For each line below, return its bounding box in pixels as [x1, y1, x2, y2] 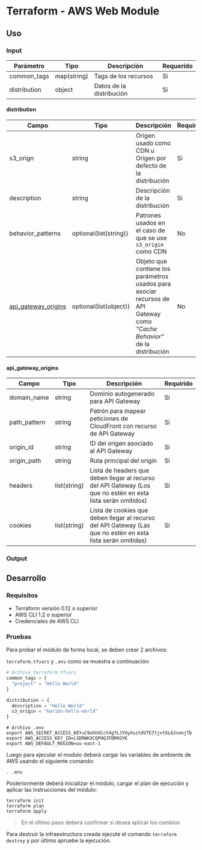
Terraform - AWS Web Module [6, 4, 160, 18]
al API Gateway [90, 447, 133, 455]
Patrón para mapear [90, 407, 146, 415]
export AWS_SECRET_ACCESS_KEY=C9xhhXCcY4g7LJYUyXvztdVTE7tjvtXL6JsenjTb [6, 730, 192, 736]
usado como [135, 139, 171, 147]
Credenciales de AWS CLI [14, 617, 79, 624]
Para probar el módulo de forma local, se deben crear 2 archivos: [6, 646, 168, 654]
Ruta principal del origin [90, 456, 158, 465]
